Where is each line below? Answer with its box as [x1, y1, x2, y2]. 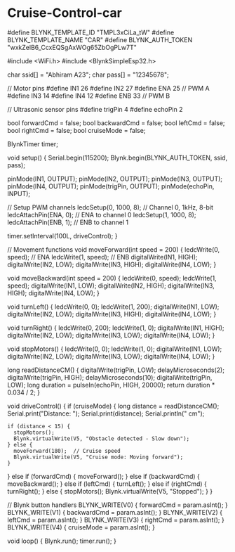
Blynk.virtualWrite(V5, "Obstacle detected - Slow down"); [13, 435, 190, 442]
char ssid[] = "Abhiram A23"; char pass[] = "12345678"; [7, 70, 170, 79]
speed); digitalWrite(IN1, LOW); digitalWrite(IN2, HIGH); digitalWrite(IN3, [7, 281, 215, 290]
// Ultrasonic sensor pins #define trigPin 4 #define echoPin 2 [7, 105, 183, 113]
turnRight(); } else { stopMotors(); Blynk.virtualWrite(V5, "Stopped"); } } [7, 487, 213, 495]
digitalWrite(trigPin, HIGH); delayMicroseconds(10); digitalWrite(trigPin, [7, 373, 213, 381]
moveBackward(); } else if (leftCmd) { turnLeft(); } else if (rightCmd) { [7, 480, 207, 488]
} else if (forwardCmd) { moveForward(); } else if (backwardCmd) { [7, 472, 200, 480]
